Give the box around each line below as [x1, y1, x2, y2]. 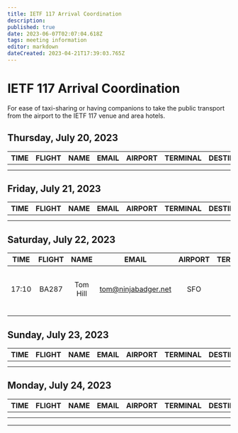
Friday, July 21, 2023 [7, 183, 101, 195]
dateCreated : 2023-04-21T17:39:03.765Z [7, 50, 125, 57]
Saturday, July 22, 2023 [7, 233, 115, 245]
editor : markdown [7, 43, 59, 50]
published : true [7, 23, 55, 30]
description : [7, 17, 46, 24]
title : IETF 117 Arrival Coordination [7, 10, 122, 18]
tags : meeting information [7, 37, 87, 44]
